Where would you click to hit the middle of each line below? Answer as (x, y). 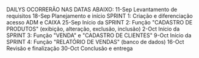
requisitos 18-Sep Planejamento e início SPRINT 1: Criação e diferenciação (100, 16)
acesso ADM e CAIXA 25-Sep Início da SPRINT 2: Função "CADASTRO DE (99, 22)
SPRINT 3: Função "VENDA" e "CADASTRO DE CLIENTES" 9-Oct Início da (99, 35)
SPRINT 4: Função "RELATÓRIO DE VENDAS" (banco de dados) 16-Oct (95, 42)
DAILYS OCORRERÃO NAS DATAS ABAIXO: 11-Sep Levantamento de (92, 9)
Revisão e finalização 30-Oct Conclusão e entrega (70, 48)
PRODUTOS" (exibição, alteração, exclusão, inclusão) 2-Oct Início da (93, 29)
